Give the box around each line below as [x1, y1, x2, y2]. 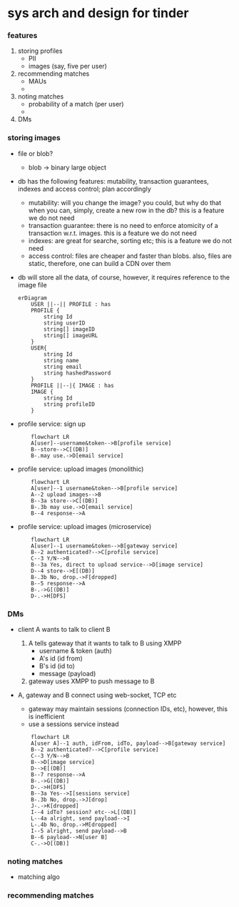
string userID [44, 319, 86, 327]
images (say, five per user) [28, 62, 107, 71]
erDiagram [17, 294, 48, 302]
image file [17, 280, 48, 289]
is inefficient [28, 713, 65, 721]
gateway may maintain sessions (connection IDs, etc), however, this [28, 705, 228, 713]
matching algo [17, 873, 61, 881]
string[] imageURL [44, 332, 98, 339]
